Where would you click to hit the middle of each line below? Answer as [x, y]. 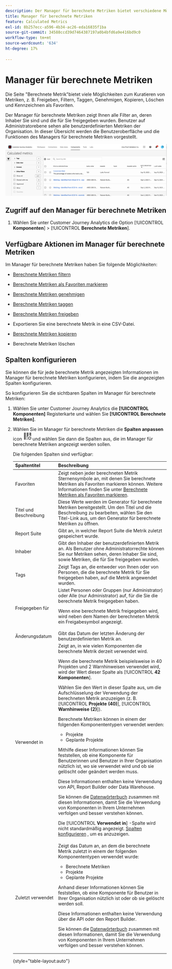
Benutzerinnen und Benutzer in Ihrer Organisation [110, 761]
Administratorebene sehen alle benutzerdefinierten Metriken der [73, 126]
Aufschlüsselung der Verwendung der [98, 693]
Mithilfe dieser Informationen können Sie [101, 750]
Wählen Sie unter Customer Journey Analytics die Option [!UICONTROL [88, 223]
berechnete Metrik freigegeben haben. [99, 601]
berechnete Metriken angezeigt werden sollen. [62, 444]
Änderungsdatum [34, 636]
